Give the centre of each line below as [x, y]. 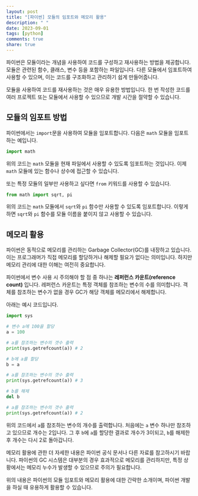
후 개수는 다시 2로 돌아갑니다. [40, 440]
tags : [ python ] [25, 34]
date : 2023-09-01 [27, 28]
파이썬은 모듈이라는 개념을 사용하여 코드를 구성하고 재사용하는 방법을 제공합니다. [98, 62]
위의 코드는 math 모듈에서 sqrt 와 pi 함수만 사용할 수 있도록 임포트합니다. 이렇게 [97, 207]
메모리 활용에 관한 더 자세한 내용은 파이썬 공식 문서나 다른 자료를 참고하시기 [93, 452]
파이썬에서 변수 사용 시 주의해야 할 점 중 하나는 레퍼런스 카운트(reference [91, 277]
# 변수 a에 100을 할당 [30, 327]
